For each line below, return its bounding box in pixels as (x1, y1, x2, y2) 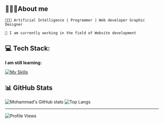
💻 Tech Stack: (5, 44, 50, 53)
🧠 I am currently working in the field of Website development (5, 30, 137, 35)
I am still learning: (5, 59, 42, 66)
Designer (5, 22, 23, 27)
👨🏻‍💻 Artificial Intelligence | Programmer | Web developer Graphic (5, 18, 145, 22)
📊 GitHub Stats (5, 84, 53, 92)
